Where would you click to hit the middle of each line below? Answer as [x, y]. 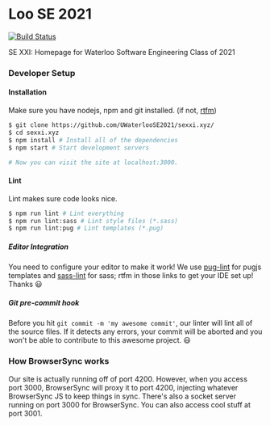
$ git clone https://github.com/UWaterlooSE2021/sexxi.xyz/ [112, 125]
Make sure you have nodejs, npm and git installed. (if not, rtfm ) [113, 111]
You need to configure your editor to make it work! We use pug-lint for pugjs [135, 267]
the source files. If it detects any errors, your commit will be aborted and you [135, 331]
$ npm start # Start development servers [79, 148]
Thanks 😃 [25, 285]
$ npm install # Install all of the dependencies [93, 140]
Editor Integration [39, 247]
